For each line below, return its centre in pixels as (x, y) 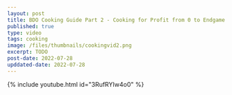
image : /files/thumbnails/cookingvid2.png (69, 45)
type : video (24, 33)
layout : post (26, 13)
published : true (31, 26)
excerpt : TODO (28, 52)
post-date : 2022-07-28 (40, 59)
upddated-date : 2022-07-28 (46, 65)
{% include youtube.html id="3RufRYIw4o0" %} (76, 84)
